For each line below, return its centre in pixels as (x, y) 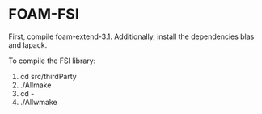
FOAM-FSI (44, 14)
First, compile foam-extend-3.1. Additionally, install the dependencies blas (131, 36)
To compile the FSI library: (52, 61)
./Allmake (36, 85)
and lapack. (28, 44)
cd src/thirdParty (48, 76)
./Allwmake (39, 102)
